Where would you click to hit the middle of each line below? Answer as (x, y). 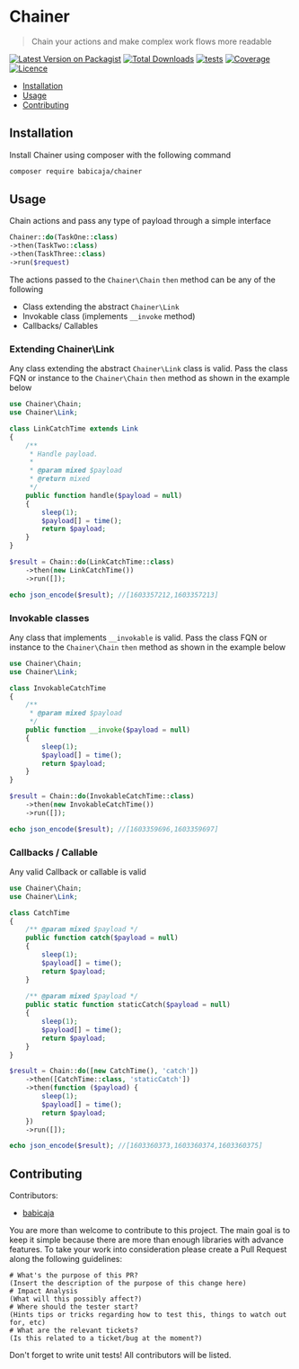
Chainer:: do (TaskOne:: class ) (64, 237)
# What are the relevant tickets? (74, 1331)
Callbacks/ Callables (60, 325)
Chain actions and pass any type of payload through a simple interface (140, 221)
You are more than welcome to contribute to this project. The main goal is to (149, 1231)
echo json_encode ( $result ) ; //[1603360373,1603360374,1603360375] (136, 1146)
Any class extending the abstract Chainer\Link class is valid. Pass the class (149, 369)
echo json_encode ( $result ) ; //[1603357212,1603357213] (114, 595)
